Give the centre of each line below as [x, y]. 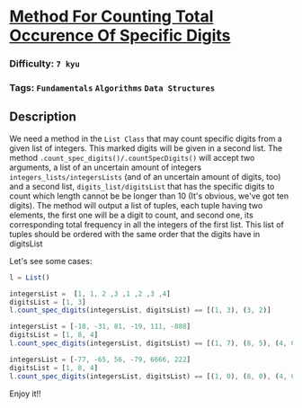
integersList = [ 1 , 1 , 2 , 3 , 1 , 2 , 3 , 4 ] [90, 294]
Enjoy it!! [26, 394]
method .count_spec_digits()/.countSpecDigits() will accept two [132, 157]
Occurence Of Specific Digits [120, 35]
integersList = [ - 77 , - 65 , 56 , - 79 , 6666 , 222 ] [100, 359]
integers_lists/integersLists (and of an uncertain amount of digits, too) [145, 176]
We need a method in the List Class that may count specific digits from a [146, 138]
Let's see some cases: [51, 261]
